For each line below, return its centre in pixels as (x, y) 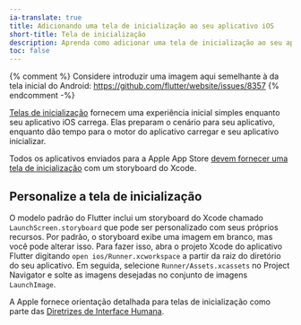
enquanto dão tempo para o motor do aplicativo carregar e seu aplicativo (144, 132)
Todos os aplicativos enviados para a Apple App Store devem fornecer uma (149, 158)
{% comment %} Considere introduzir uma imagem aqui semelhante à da (144, 76)
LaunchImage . (33, 284)
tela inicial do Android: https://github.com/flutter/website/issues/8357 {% (144, 86)
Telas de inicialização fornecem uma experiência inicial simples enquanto (145, 113)
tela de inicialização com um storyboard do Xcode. (103, 168)
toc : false (30, 51)
